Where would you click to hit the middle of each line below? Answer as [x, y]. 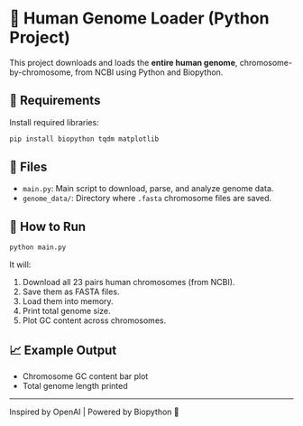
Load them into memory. [68, 301]
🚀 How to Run [48, 226]
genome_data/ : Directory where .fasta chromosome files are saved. [147, 199]
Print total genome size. [66, 311]
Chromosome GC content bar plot [85, 376]
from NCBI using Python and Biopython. [149, 72]
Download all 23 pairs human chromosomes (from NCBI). [129, 282]
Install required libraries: [54, 122]
